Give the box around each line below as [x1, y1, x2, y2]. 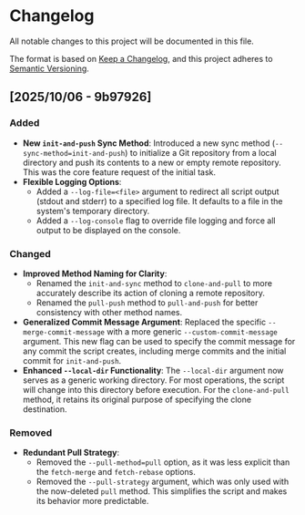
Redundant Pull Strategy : [22, 448, 120, 458]
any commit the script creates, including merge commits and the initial [22, 345, 287, 356]
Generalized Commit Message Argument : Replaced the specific [22, 316, 267, 327]
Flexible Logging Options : [22, 176, 122, 187]
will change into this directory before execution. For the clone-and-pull [22, 384, 290, 395]
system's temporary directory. [36, 205, 150, 216]
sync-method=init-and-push [22, 149, 126, 158]
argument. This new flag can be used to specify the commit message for [22, 335, 296, 346]
